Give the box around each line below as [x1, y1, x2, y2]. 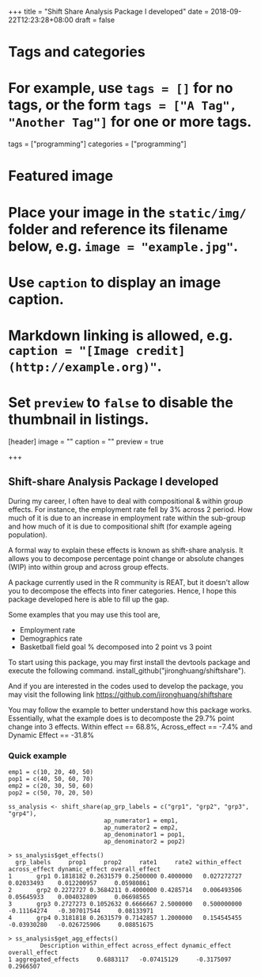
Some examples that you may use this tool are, [8, 610, 161, 619]
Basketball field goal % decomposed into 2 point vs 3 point [19, 642, 212, 652]
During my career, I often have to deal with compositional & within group [8, 496, 244, 506]
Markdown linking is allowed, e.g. [8, 326, 233, 344]
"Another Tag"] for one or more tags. [8, 113, 252, 131]
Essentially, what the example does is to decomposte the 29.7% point [8, 714, 235, 723]
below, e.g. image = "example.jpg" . [8, 237, 239, 255]
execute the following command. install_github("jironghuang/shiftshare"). [8, 666, 247, 675]
